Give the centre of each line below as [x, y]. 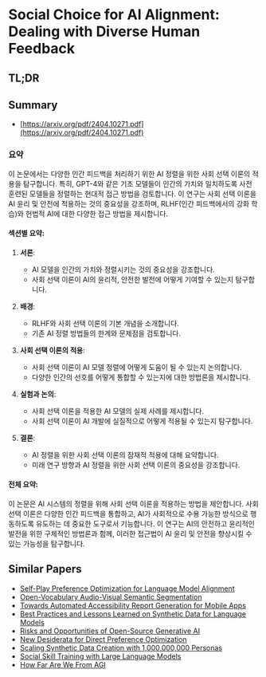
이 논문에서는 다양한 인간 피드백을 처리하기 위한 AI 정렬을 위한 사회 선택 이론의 [129, 174]
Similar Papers [45, 569]
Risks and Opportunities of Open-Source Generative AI [110, 631]
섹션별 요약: [27, 234]
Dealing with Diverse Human [104, 31]
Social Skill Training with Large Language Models [100, 656]
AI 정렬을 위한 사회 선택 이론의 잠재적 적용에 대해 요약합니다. [125, 455]
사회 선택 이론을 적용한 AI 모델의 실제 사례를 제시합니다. [118, 411]
